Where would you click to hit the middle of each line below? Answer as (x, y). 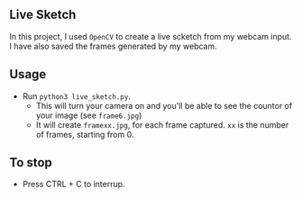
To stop (31, 162)
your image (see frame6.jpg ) (89, 115)
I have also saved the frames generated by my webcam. (114, 46)
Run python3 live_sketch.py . (76, 96)
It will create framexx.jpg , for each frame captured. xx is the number (162, 124)
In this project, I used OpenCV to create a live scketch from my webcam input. (151, 36)
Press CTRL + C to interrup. (73, 184)
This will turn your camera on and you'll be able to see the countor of (164, 105)
